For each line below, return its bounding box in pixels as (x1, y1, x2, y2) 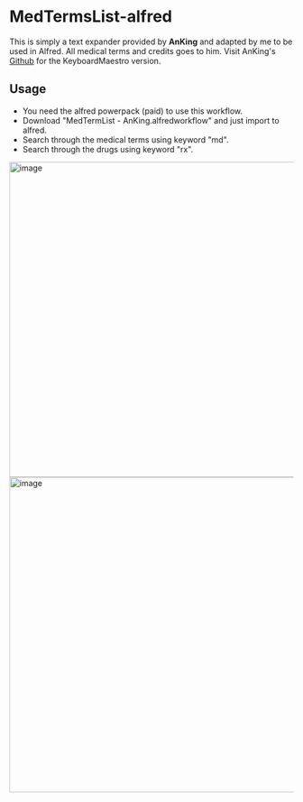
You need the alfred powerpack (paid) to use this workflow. (22, 106, 243, 116)
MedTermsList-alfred (9, 6, 173, 27)
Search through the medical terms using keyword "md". (22, 134, 229, 145)
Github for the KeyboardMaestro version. (9, 55, 161, 66)
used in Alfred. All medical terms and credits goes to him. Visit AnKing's (9, 45, 277, 56)
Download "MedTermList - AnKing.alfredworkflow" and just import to (22, 115, 280, 125)
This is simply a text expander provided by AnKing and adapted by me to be (9, 36, 293, 47)
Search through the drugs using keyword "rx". (22, 143, 194, 154)
